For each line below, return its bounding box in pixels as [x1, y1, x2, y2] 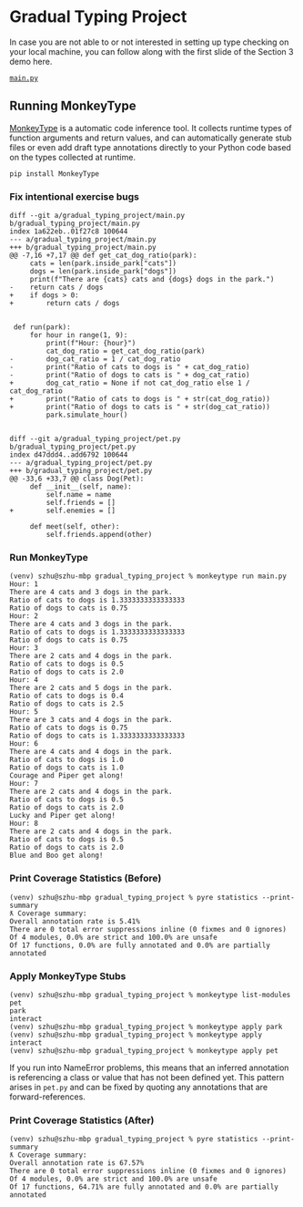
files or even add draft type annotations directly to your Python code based [9, 141, 291, 152]
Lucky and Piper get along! [9, 811, 116, 820]
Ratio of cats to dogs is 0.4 [9, 691, 125, 701]
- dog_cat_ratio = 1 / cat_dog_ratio [9, 355, 181, 364]
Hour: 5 [9, 707, 39, 717]
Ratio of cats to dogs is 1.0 [9, 755, 125, 765]
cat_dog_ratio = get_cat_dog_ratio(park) [45, 346, 206, 356]
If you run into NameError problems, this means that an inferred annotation [9, 1062, 289, 1073]
